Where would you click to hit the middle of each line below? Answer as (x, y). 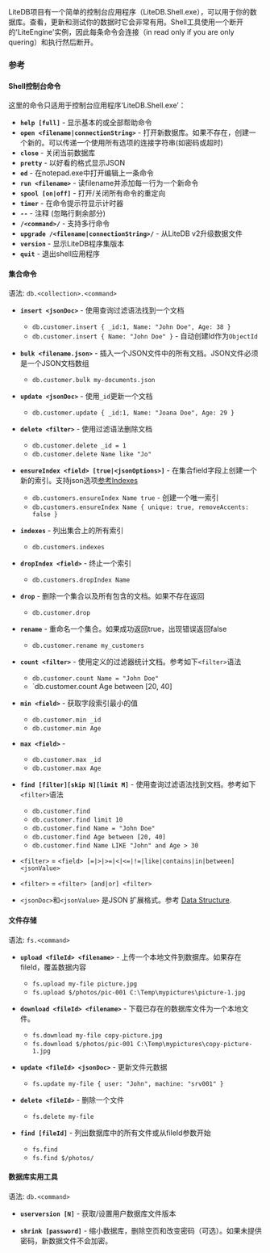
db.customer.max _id (66, 760)
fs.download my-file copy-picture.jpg (97, 1035)
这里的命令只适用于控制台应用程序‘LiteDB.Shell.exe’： (97, 105)
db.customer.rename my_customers (88, 646)
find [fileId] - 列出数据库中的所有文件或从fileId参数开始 (115, 1133)
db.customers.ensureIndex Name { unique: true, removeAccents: (141, 507)
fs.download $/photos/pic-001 (83, 1044)
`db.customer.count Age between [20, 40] (102, 687)
